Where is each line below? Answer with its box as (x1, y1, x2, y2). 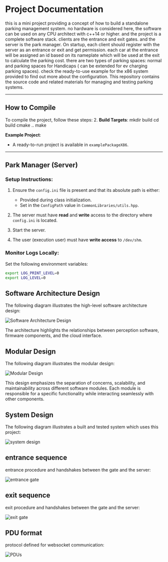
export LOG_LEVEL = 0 (5, 275, 46, 280)
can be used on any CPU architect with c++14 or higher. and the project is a (5, 31, 161, 37)
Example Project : (5, 132, 41, 138)
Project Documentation (5, 4, 103, 15)
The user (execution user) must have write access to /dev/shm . (12, 237, 142, 243)
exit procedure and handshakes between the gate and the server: (5, 504, 140, 510)
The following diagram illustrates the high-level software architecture (5, 302, 147, 308)
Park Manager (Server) (5, 161, 78, 169)
